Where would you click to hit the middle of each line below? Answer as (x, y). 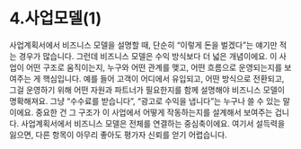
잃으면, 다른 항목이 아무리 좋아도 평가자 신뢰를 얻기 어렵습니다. (118, 135)
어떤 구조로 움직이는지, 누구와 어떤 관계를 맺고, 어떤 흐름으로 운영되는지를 (154, 67)
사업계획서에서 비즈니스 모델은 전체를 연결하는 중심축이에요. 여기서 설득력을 (153, 123)
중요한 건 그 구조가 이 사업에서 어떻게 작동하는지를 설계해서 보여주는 (154, 112)
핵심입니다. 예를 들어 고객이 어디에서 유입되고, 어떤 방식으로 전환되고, (164, 78)
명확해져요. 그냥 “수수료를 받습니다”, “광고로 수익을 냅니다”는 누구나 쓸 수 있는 (145, 101)
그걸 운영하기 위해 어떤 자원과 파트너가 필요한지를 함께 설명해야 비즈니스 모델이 (147, 90)
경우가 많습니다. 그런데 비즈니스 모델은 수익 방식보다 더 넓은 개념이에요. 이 (148, 56)
